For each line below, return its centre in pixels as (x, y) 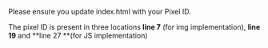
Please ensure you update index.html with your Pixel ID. (100, 12)
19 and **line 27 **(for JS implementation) (78, 36)
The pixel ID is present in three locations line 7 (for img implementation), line (134, 27)
